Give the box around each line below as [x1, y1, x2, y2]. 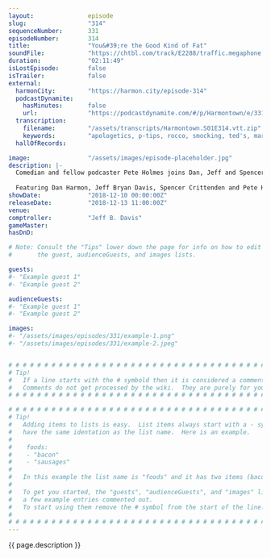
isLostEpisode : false [8, 65, 106, 73]
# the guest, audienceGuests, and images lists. [8, 251, 197, 259]
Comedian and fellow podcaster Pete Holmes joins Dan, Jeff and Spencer [15, 169, 265, 177]
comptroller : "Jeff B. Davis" [8, 214, 143, 222]
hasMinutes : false [23, 102, 106, 110]
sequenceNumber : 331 [8, 27, 99, 35]
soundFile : [8, 49, 45, 57]
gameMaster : [8, 221, 48, 230]
